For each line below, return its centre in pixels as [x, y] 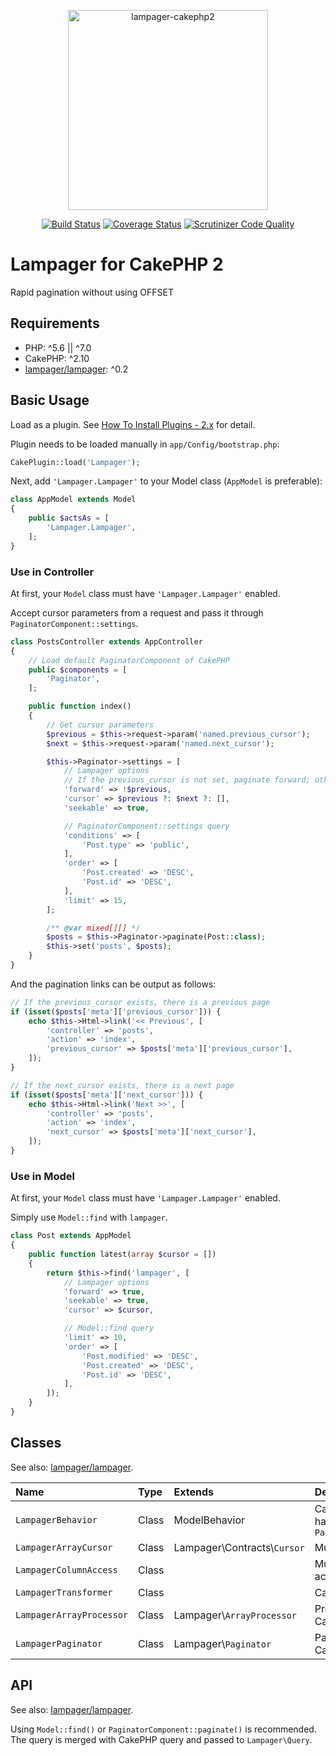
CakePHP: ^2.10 [57, 358]
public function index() [80, 706]
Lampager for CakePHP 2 [117, 264]
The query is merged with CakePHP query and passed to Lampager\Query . [161, 1739]
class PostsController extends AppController [106, 641]
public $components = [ [78, 670]
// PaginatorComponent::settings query [146, 826]
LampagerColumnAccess [66, 1569]
